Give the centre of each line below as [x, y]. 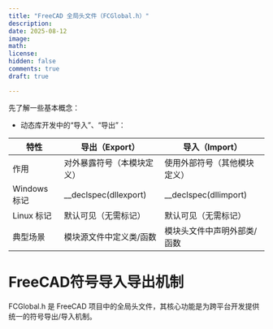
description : [30, 24]
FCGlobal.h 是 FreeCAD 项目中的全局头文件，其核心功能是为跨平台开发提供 [134, 306]
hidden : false [32, 62]
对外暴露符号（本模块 [105, 162]
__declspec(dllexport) [105, 194]
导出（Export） [110, 147]
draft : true [28, 76]
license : [23, 54]
